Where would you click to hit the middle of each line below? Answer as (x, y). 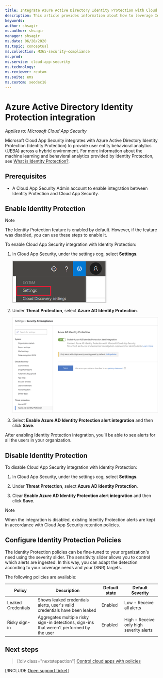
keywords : (15, 20)
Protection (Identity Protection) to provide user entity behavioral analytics (78, 145)
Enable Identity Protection (45, 209)
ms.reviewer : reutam (26, 72)
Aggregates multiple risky (63, 617)
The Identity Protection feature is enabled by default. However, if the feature (81, 230)
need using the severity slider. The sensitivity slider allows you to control (78, 557)
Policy (20, 590)
